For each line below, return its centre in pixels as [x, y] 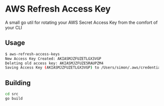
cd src [12, 94]
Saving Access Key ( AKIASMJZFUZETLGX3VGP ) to [52, 68]
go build [14, 98]
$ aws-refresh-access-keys [32, 54]
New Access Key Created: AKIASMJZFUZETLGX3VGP [53, 59]
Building [18, 83]
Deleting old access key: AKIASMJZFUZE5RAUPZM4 [54, 63]
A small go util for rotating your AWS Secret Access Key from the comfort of [81, 22]
